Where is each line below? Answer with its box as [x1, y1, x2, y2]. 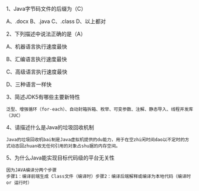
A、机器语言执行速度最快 [6, 43, 67, 50]
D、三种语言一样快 [6, 81, 52, 88]
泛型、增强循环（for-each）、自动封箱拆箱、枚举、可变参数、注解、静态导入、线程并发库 [6, 106, 194, 112]
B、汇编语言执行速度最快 [6, 56, 67, 62]
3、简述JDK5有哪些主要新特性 [6, 94, 80, 100]
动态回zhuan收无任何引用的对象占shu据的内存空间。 [10, 143, 121, 149]
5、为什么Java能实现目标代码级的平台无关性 [6, 154, 115, 161]
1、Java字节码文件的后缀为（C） [6, 5, 87, 12]
